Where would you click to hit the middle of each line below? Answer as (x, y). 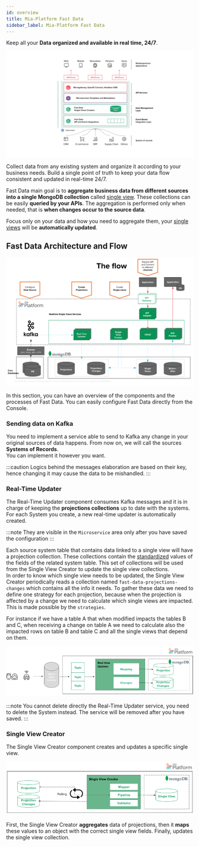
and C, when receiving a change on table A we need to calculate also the (96, 625)
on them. (17, 638)
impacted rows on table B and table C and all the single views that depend (97, 631)
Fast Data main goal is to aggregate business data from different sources (97, 190)
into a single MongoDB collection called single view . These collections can (98, 197)
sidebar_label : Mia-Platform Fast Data (56, 25)
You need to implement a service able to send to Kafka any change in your (97, 436)
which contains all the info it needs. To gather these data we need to (110, 588)
